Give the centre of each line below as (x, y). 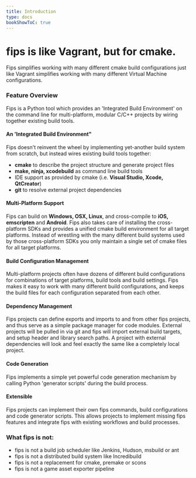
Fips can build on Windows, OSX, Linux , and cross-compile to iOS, (87, 216)
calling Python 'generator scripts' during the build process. (77, 383)
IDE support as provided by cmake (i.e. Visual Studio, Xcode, (89, 177)
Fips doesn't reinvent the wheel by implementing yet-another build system (96, 147)
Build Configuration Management (47, 261)
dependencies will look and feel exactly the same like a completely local (93, 344)
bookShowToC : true (28, 22)
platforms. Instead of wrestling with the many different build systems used (96, 235)
